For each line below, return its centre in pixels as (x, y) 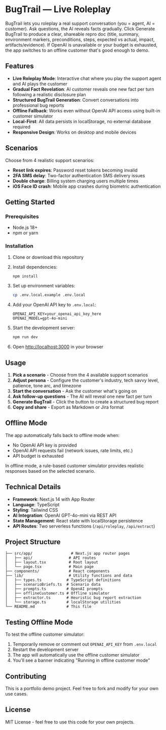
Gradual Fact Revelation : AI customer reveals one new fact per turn (83, 89)
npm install (25, 276)
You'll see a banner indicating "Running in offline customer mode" (81, 660)
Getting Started (30, 202)
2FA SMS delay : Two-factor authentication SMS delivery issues (79, 175)
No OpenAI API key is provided (45, 445)
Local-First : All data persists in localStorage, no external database (82, 121)
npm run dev (25, 337)
